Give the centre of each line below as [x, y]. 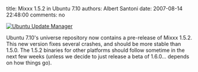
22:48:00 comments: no [36, 15]
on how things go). [29, 63]
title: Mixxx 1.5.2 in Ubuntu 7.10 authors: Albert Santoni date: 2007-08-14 [94, 9]
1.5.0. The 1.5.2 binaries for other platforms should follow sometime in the [95, 50]
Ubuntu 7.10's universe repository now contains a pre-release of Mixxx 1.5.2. [99, 37]
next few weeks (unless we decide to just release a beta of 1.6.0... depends [98, 56]
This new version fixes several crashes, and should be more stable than [94, 44]
